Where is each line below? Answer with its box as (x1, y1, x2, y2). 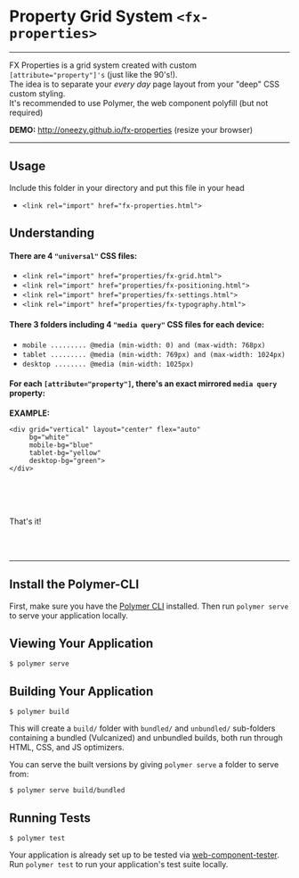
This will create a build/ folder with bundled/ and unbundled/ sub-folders (9, 723, 276, 733)
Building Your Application (9, 683, 154, 699)
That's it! (9, 516, 42, 526)
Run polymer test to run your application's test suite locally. (9, 859, 229, 869)
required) (9, 107, 44, 118)
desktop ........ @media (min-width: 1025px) (21, 360, 194, 369)
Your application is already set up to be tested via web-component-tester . (9, 849, 280, 860)
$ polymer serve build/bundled (9, 786, 125, 795)
